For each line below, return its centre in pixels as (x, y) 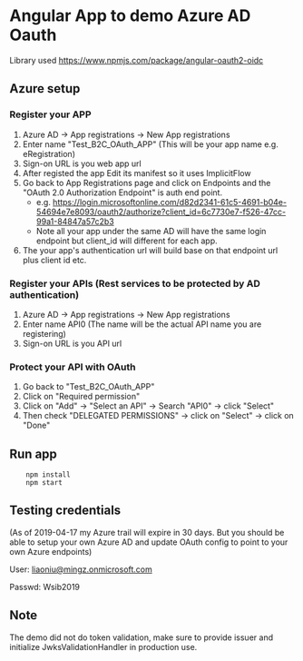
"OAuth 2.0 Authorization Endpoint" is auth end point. (122, 192)
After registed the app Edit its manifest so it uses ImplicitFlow (137, 173)
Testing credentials (65, 511)
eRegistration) (49, 153)
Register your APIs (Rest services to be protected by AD (135, 283)
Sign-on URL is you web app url (82, 163)
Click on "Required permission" (81, 397)
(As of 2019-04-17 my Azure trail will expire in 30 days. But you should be (147, 532)
